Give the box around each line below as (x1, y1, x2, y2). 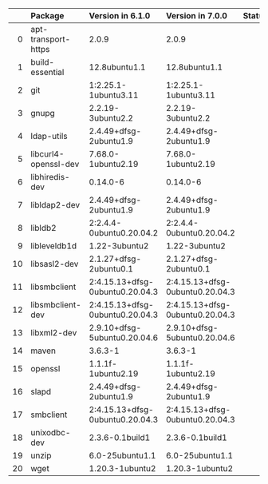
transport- (30, 34, 71, 45)
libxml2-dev (30, 327, 77, 338)
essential (30, 67, 65, 77)
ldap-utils (30, 131, 68, 141)
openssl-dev (30, 159, 80, 169)
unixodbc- (30, 427, 71, 438)
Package (30, 10, 65, 21)
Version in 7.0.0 (166, 10, 227, 21)
